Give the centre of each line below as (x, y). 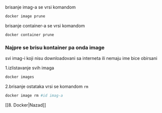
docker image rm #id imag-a (34, 95)
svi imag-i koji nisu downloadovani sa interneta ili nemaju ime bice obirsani (81, 58)
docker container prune (30, 35)
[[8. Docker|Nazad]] (26, 105)
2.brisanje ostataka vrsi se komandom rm (47, 86)
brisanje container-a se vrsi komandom (45, 26)
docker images (20, 77)
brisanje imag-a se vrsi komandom (40, 7)
